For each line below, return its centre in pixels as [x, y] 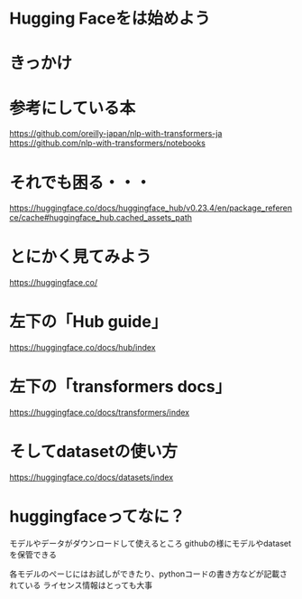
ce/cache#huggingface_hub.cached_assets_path [101, 218]
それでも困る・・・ [80, 183]
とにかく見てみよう [81, 257]
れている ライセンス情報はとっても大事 [81, 585]
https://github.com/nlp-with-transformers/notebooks [107, 143]
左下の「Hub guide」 [88, 322]
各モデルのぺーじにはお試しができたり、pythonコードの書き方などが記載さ [149, 574]
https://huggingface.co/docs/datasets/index [92, 477]
